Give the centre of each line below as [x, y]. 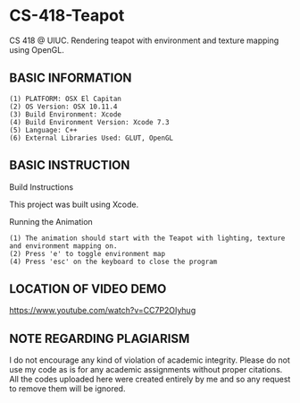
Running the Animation [51, 221]
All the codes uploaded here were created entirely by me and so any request [150, 379]
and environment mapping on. [63, 246]
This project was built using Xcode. [74, 204]
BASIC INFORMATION [71, 78]
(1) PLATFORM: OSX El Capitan [66, 99]
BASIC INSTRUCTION [70, 165]
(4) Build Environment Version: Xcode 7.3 [89, 122]
